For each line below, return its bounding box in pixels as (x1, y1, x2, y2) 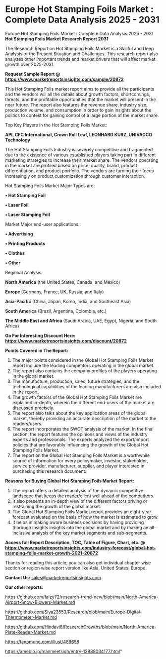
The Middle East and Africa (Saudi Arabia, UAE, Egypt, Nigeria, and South (5, 318, 157, 324)
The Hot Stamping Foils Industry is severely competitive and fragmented (5, 146, 153, 152)
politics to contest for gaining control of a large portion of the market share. (5, 112, 159, 118)
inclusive (12, 530, 31, 536)
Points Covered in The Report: (5, 347, 68, 353)
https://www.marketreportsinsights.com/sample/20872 (5, 76, 124, 82)
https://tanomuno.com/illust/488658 (5, 639, 80, 645)
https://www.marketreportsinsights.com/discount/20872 (5, 337, 127, 344)
